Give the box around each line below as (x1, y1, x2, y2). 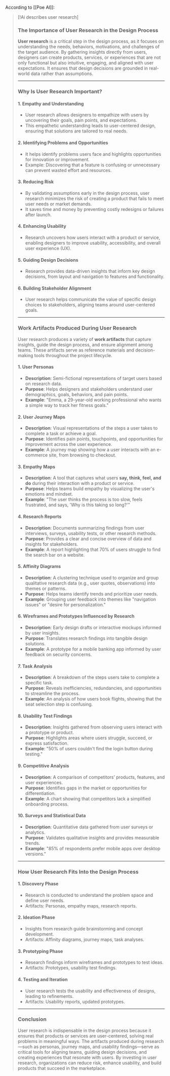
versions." (25, 851, 47, 857)
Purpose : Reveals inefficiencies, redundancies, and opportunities (25, 685, 162, 691)
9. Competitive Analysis (17, 762, 69, 769)
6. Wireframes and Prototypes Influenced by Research (17, 613, 135, 619)
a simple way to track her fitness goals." (25, 402, 109, 408)
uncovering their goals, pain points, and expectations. (25, 117, 138, 123)
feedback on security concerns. (25, 651, 92, 657)
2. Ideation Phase (17, 914, 56, 920)
